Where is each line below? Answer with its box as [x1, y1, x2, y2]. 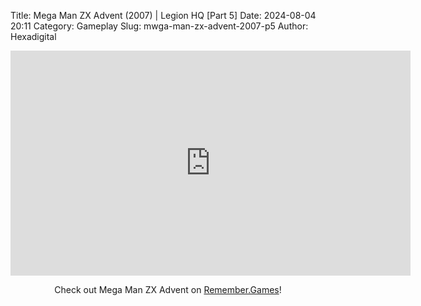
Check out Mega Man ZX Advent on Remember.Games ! [54, 284, 282, 295]
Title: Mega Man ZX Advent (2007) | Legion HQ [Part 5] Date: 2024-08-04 [10, 10, 317, 21]
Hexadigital [10, 31, 57, 42]
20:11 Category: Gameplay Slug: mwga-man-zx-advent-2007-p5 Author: [10, 20, 309, 32]
